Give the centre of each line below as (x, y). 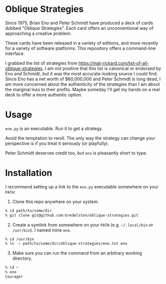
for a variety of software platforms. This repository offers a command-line (81, 48)
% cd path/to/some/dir (28, 211)
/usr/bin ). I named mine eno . (42, 230)
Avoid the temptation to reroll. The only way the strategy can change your (80, 138)
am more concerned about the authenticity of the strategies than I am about (83, 84)
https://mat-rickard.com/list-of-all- (114, 63)
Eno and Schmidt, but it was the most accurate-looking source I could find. (82, 73)
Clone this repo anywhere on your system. (55, 201)
